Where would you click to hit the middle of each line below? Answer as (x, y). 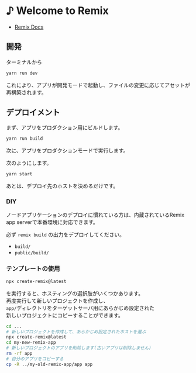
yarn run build (25, 139)
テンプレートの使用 (33, 269)
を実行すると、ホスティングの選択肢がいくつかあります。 (75, 293)
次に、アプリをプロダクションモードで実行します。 (67, 151)
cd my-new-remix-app (31, 343)
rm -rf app (19, 354)
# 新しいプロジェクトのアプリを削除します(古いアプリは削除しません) (79, 348)
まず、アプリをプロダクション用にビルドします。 (65, 127)
